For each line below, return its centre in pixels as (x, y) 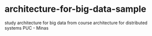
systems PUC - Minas (27, 28)
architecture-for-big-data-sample (76, 9)
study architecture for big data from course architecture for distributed (76, 23)
